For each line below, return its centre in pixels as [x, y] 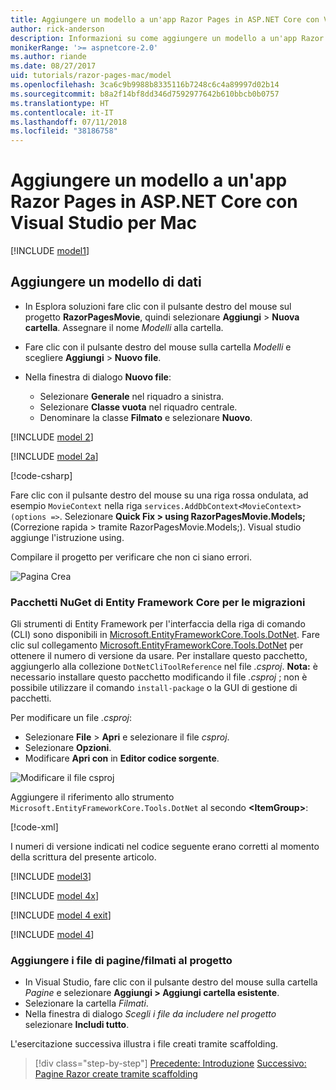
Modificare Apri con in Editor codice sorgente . [122, 758]
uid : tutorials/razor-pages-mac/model [91, 76]
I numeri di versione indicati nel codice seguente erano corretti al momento [165, 847]
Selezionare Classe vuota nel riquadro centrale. [138, 407]
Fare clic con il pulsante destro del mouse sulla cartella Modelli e [158, 347]
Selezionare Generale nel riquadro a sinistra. [132, 396]
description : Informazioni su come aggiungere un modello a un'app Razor [167, 38]
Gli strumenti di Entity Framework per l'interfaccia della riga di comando [158, 624]
